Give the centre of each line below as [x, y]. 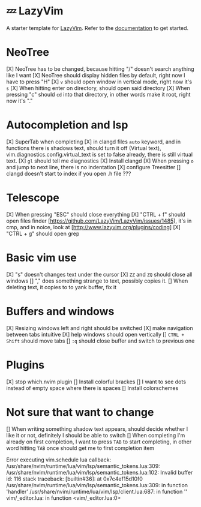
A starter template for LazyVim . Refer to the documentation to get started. [97, 28]
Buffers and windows [60, 311]
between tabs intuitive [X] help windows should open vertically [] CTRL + [95, 334]
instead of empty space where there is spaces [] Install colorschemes [92, 388]
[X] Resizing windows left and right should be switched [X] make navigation [100, 328]
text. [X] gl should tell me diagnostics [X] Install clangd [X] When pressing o [100, 161]
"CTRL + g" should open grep [43, 233]
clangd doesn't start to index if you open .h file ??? [69, 173]
